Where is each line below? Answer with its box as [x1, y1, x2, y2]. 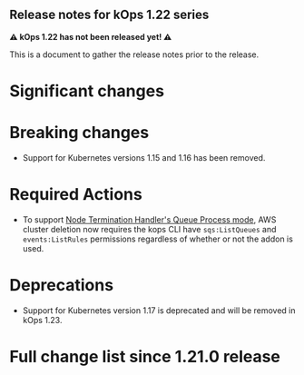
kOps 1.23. [22, 314, 63, 325]
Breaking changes [9, 123, 150, 143]
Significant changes [9, 81, 165, 101]
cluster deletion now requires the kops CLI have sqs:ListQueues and [22, 223, 277, 234]
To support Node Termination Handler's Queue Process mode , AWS [22, 213, 277, 225]
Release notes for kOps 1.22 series [9, 7, 210, 23]
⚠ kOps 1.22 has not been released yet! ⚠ [9, 31, 172, 42]
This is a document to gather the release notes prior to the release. [9, 49, 260, 60]
